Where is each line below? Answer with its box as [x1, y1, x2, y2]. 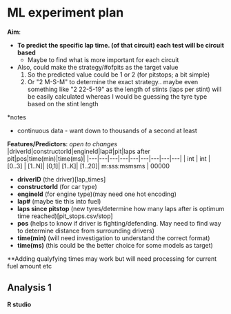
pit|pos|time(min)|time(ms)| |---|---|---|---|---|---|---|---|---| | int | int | [7, 154, 211, 163]
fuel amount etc [7, 262, 52, 270]
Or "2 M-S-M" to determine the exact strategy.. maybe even [27, 77, 199, 86]
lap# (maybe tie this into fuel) [17, 197, 101, 205]
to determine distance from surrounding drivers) [17, 226, 155, 235]
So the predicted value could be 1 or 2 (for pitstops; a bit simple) [27, 70, 210, 79]
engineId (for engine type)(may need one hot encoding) [17, 190, 177, 198]
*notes [7, 112, 26, 121]
